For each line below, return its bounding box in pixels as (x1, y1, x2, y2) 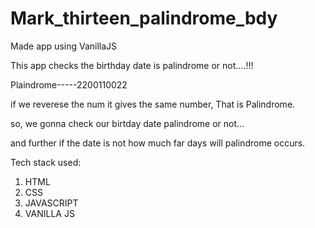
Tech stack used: (10, 156, 82, 168)
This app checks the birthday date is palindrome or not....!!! (10, 59, 254, 71)
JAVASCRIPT (24, 197, 79, 209)
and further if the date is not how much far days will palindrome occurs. (10, 137, 306, 149)
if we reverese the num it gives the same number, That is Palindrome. (10, 98, 296, 110)
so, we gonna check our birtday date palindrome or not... (10, 117, 245, 129)
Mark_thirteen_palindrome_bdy (10, 7, 278, 30)
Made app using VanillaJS (10, 40, 118, 52)
